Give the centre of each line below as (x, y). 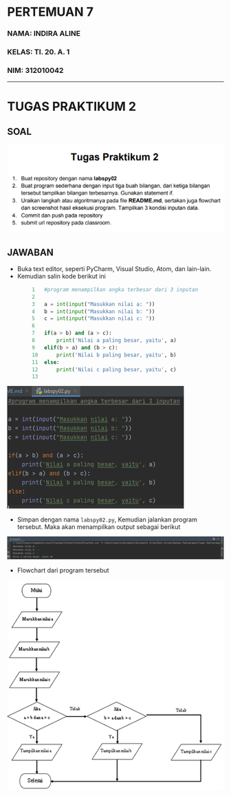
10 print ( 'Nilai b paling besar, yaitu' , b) (104, 355)
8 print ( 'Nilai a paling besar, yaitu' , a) (104, 341)
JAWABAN (30, 252)
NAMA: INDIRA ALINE (44, 34)
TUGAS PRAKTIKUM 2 (71, 106)
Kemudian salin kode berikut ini (62, 276)
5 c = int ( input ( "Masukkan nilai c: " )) (93, 319)
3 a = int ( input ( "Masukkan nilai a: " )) (93, 304)
